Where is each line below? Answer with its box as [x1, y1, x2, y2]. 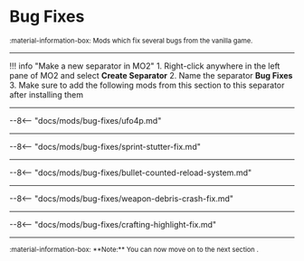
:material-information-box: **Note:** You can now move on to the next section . [9, 245, 260, 254]
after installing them [9, 89, 84, 100]
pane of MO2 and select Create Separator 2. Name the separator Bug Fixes [9, 70, 293, 80]
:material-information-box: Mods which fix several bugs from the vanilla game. [9, 36, 253, 45]
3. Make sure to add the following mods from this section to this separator [9, 79, 285, 90]
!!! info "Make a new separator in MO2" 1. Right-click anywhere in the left [9, 61, 280, 71]
